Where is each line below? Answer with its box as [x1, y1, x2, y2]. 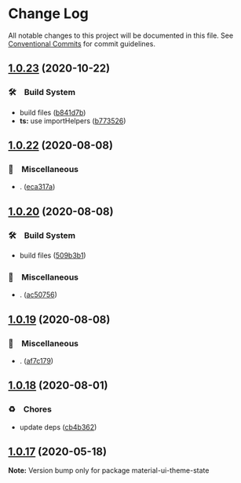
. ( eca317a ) [19, 182, 56, 192]
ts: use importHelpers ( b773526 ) [19, 115, 126, 126]
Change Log [8, 5, 89, 23]
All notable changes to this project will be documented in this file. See [8, 31, 234, 40]
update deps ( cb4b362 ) [19, 422, 97, 432]
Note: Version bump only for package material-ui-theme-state [8, 466, 210, 475]
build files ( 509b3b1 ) [19, 251, 86, 260]
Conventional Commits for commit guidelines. [8, 38, 155, 48]
